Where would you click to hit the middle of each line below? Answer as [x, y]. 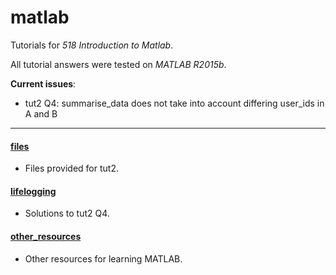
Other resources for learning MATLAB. [103, 258]
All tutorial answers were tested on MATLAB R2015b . [118, 64]
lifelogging [33, 191]
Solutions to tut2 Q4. [67, 213]
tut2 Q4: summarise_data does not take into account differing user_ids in [174, 103]
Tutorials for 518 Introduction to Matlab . [92, 45]
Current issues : [43, 83]
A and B [41, 113]
